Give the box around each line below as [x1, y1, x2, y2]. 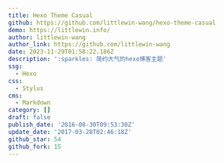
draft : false [8, 114, 51, 121]
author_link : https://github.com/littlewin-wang [8, 41, 171, 49]
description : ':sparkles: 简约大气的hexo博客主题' [8, 56, 167, 63]
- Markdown [15, 99, 51, 107]
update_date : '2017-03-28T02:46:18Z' [8, 128, 132, 136]
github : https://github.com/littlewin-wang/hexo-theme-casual [8, 19, 216, 27]
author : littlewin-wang [8, 33, 86, 42]
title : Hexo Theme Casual [8, 11, 93, 20]
